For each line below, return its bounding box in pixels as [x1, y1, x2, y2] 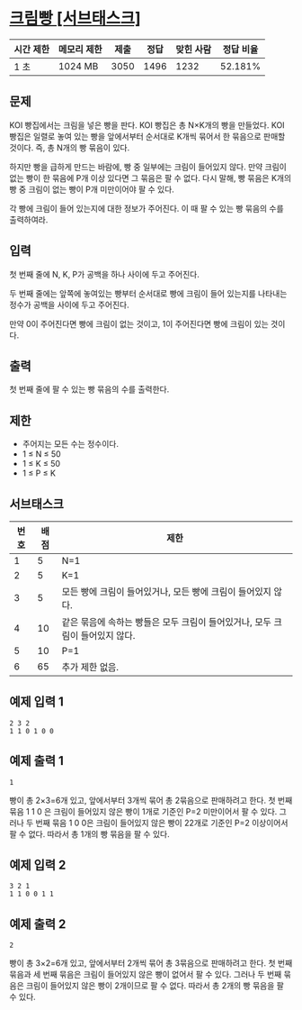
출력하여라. [9, 214, 49, 225]
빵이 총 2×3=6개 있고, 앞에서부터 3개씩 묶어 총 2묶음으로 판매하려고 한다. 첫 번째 [9, 795, 293, 805]
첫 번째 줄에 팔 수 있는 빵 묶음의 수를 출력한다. [9, 384, 170, 395]
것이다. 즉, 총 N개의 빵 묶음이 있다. [9, 141, 130, 153]
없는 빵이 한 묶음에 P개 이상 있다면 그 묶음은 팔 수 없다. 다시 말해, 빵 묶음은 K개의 [9, 172, 292, 183]
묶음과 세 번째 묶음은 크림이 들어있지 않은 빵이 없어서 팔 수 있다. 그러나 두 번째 [9, 969, 282, 980]
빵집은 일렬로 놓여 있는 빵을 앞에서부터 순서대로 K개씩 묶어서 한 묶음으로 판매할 [9, 131, 286, 141]
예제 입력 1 [9, 695, 65, 710]
